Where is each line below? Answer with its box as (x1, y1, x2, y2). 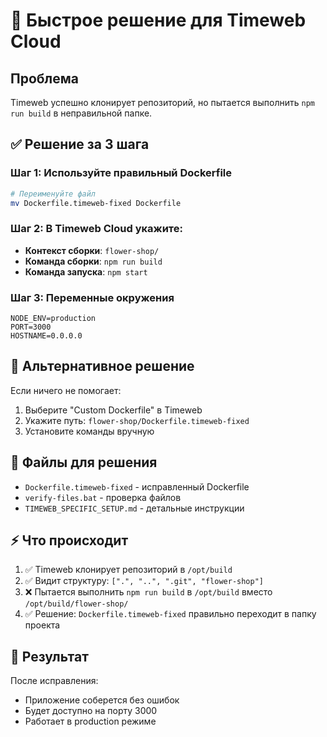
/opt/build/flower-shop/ (24, 599, 129, 609)
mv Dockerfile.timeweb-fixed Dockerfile (10, 198, 182, 208)
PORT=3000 (10, 322, 52, 333)
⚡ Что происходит (10, 532, 129, 549)
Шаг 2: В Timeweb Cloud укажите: (10, 222, 184, 236)
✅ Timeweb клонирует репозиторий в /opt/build (24, 564, 233, 576)
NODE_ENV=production (10, 314, 97, 324)
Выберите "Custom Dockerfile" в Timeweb (24, 404, 203, 416)
